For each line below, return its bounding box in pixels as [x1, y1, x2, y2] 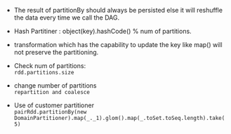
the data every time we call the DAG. [13, 13, 120, 22]
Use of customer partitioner [13, 101, 95, 109]
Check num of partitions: [13, 62, 86, 69]
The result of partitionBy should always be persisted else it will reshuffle [13, 6, 223, 14]
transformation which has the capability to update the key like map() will [13, 41, 223, 48]
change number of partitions [13, 81, 97, 90]
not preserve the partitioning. [13, 48, 99, 56]
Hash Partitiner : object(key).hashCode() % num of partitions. [13, 27, 192, 35]
